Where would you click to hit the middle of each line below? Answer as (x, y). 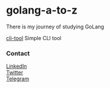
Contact (18, 53)
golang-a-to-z (42, 10)
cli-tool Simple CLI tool (34, 38)
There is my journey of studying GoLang (55, 27)
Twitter (15, 73)
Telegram (18, 79)
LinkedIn (17, 66)
